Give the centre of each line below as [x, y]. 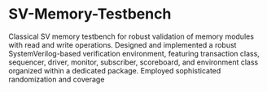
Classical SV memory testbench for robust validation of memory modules [131, 36]
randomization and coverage [57, 79]
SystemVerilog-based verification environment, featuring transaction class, [134, 53]
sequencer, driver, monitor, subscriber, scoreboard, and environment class [133, 62]
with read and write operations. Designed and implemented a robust [123, 44]
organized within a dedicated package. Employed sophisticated [115, 70]
